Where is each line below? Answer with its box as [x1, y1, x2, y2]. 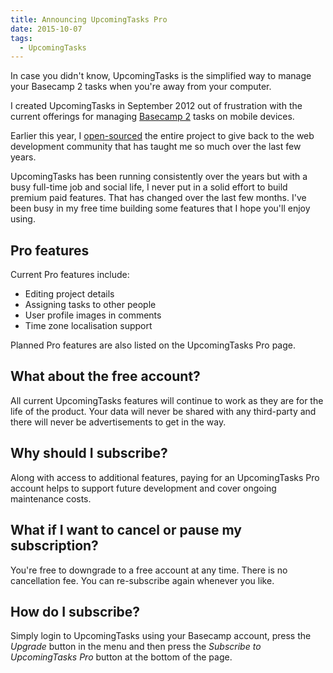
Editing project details [24, 288, 115, 300]
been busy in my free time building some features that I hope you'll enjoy [10, 202, 311, 215]
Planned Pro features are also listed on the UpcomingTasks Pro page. [10, 339, 296, 351]
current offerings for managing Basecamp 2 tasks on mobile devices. [10, 111, 295, 123]
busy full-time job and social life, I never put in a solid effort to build [10, 181, 288, 193]
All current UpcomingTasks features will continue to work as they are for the [10, 394, 324, 406]
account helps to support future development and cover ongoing [10, 482, 277, 494]
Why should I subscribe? [10, 445, 168, 462]
